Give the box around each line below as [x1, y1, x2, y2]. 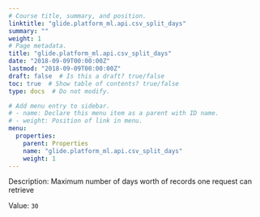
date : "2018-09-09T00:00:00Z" [8, 57, 111, 66]
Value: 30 [8, 201, 39, 211]
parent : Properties [23, 139, 89, 147]
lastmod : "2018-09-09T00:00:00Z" [8, 65, 121, 73]
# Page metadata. [8, 42, 67, 50]
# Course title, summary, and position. [8, 11, 147, 20]
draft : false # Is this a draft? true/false [8, 72, 164, 80]
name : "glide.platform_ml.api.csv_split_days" [23, 147, 183, 155]
